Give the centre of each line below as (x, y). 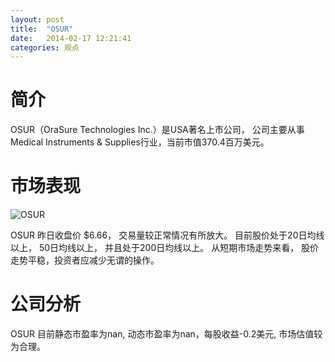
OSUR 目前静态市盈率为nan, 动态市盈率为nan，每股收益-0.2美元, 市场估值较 (166, 334)
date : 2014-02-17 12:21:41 (71, 38)
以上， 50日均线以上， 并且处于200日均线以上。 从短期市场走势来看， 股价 (165, 248)
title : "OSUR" (42, 29)
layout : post (37, 19)
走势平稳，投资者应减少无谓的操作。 (85, 260)
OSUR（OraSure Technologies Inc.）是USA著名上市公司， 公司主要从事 (157, 130)
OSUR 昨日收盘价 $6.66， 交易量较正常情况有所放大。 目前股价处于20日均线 (167, 235)
